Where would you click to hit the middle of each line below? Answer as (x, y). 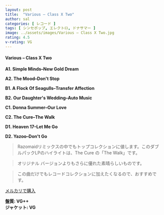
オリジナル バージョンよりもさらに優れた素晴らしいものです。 (81, 163)
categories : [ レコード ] (31, 24)
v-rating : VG (19, 42)
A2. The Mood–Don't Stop (32, 78)
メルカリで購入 (20, 190)
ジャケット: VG (20, 207)
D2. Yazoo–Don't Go (26, 136)
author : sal (17, 19)
